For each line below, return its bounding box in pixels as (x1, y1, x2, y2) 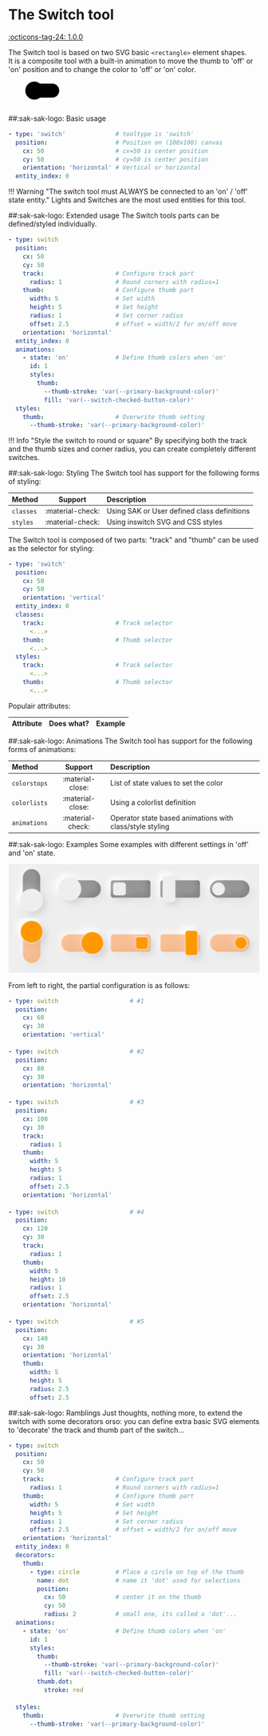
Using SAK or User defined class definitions (106, 506, 250, 516)
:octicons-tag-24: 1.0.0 (8, 32, 84, 42)
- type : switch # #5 (8, 1318, 145, 1326)
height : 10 (29, 1275, 66, 1283)
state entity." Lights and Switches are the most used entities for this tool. (8, 195, 246, 205)
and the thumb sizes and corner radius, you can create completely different (8, 444, 257, 454)
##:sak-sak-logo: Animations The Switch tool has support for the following (8, 736, 253, 746)
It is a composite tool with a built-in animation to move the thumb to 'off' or (8, 56, 254, 66)
